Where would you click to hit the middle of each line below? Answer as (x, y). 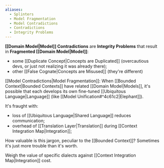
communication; (28, 121)
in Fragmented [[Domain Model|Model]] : (47, 51)
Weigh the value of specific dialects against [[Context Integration (70, 155)
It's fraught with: (22, 106)
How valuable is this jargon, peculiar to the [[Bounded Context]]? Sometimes (82, 141)
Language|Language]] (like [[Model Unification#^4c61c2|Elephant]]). (74, 96)
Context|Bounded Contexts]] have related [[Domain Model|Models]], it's (78, 86)
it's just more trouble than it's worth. (42, 146)
